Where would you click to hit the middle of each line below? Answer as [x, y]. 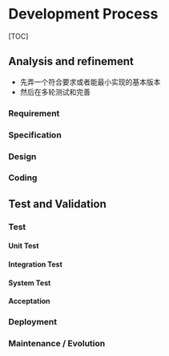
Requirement [34, 113]
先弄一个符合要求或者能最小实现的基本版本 [90, 82]
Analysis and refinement [71, 61]
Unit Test [24, 246]
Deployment [33, 322]
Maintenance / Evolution [57, 343]
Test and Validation [57, 204]
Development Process [83, 14]
